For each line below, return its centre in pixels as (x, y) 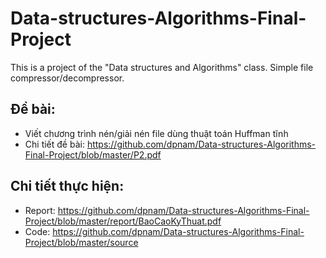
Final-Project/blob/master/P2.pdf (93, 154)
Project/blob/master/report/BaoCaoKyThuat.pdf (123, 221)
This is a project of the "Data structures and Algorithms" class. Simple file (162, 67)
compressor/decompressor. (67, 78)
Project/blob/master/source (81, 242)
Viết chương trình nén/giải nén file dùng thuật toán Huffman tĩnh (156, 133)
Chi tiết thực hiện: (67, 186)
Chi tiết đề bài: (54, 144)
